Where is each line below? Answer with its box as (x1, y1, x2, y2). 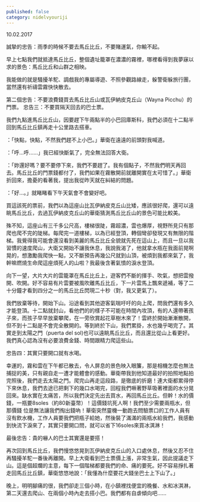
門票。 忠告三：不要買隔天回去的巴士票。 (6, 103, 107, 110)
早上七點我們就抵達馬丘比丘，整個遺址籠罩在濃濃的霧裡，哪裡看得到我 (6, 55, 179, 63)
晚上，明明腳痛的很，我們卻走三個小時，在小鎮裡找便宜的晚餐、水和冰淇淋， (6, 482, 194, 489)
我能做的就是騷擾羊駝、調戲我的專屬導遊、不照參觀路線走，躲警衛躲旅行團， (6, 76, 194, 83)
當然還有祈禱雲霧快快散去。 (6, 83, 74, 90)
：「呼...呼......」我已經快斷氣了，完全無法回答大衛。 (6, 148, 132, 156)
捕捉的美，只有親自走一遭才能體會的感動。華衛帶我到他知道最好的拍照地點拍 (6, 369, 194, 376)
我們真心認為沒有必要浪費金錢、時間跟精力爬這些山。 (6, 336, 137, 343)
